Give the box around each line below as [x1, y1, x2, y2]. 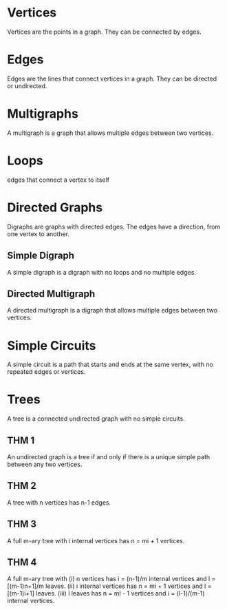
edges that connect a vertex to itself [7, 176, 110, 184]
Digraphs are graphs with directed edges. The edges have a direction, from [7, 222, 221, 231]
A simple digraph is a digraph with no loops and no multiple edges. [7, 268, 196, 276]
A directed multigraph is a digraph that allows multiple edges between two [7, 306, 218, 315]
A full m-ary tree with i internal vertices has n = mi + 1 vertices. [7, 536, 185, 545]
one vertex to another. [7, 229, 70, 238]
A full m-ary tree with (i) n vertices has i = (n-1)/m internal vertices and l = [7, 575, 216, 583]
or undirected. [7, 81, 47, 90]
